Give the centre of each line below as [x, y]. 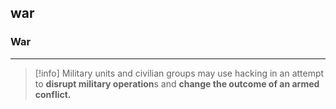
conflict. [53, 94]
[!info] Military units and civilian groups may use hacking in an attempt [179, 73]
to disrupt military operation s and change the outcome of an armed [177, 83]
